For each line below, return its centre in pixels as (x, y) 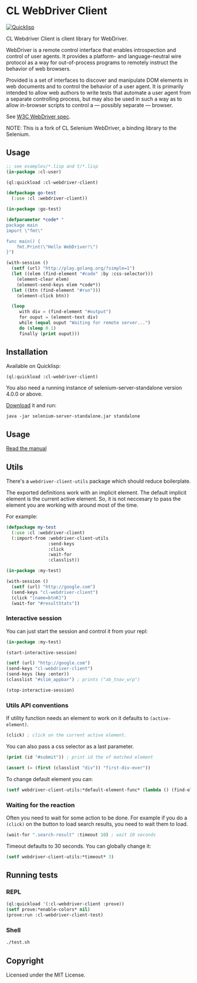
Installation (27, 352)
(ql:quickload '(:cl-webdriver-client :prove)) (65, 904)
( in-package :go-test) (34, 209)
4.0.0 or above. (24, 394)
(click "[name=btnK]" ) (39, 598)
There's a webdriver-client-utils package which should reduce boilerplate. (98, 481)
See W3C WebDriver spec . (38, 117)
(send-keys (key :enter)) (38, 674)
